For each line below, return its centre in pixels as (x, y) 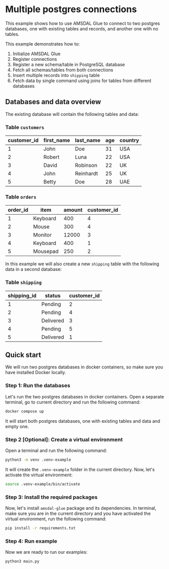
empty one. (17, 426)
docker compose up (25, 411)
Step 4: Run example (31, 541)
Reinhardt (87, 174)
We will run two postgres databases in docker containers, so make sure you (84, 367)
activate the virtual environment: (39, 475)
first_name (57, 140)
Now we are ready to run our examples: (46, 552)
